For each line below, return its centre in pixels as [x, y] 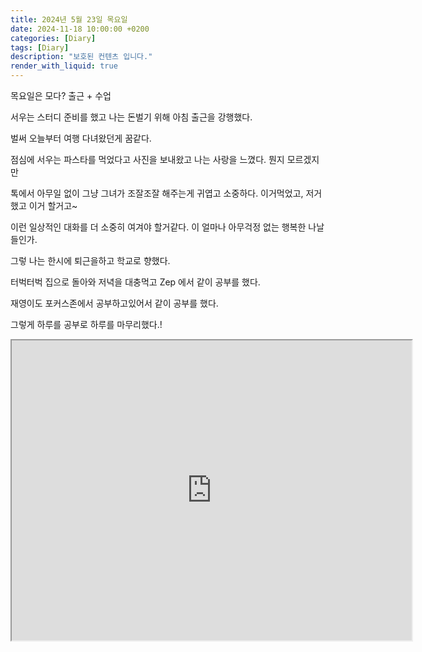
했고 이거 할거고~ [44, 205]
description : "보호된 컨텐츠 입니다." [81, 57]
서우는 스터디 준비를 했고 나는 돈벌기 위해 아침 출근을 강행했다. [131, 117]
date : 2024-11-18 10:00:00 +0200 [80, 29]
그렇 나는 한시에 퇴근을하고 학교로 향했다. [90, 260]
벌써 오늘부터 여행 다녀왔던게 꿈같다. [81, 138]
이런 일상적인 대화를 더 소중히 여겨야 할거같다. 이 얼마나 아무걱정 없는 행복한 [158, 227]
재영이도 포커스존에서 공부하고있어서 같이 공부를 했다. [114, 303]
